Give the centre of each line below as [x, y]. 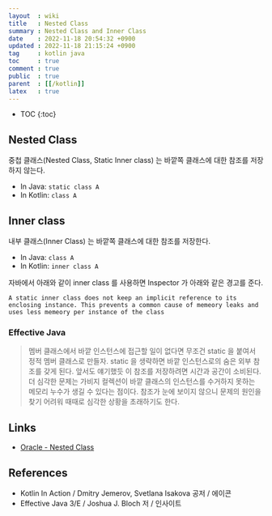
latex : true [34, 91]
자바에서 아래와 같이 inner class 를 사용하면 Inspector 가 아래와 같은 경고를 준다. [136, 283]
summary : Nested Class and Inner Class [78, 31]
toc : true [34, 62]
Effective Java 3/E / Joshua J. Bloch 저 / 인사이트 [101, 503]
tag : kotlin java [47, 53]
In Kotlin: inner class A [59, 266]
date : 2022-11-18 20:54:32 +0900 [72, 38]
